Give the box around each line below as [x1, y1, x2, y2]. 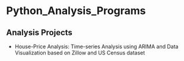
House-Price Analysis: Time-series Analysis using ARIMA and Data [14, 43, 179, 50]
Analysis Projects [6, 28, 73, 38]
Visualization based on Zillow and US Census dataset [14, 49, 145, 56]
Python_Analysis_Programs [6, 4, 146, 18]
